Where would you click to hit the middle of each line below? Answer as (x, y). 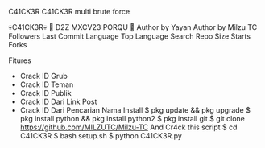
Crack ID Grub (44, 76)
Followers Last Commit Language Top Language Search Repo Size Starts (130, 36)
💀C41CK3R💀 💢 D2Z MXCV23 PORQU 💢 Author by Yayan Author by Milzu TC (133, 27)
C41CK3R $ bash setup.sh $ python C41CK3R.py (101, 136)
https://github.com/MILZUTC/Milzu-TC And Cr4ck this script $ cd (128, 127)
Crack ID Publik (46, 93)
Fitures (20, 60)
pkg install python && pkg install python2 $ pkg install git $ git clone (132, 119)
